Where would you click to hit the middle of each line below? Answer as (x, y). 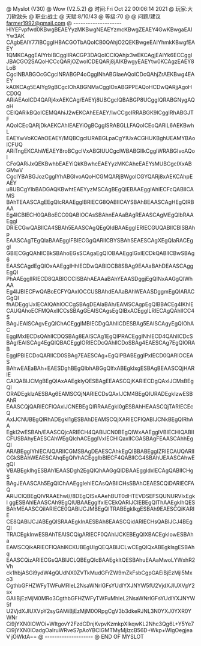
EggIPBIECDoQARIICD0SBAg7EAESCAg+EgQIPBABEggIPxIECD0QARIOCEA (100, 355)
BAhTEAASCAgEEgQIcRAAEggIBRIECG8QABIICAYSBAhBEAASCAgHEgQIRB (100, 202)
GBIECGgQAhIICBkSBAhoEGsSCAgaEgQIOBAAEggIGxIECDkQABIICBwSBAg (100, 253)
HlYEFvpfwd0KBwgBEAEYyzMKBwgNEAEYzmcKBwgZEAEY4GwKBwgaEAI (99, 29)
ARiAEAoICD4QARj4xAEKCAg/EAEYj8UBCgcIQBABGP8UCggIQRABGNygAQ (100, 100)
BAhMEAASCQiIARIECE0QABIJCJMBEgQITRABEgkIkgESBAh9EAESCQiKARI (100, 509)
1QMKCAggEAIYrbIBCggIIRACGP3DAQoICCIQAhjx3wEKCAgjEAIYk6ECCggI (99, 55)
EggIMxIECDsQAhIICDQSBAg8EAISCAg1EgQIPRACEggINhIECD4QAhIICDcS (100, 336)
